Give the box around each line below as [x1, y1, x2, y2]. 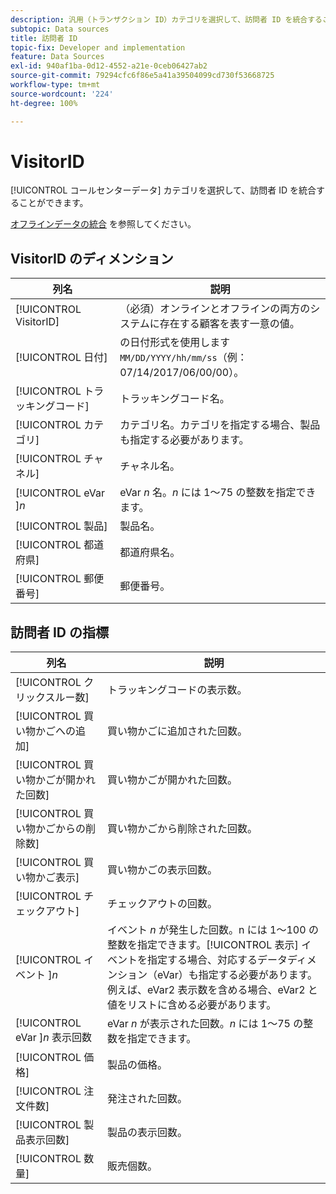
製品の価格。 [106, 1058, 168, 1072]
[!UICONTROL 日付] [15, 351, 108, 365]
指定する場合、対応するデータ [146, 953, 288, 967]
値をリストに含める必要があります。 [106, 998, 277, 1012]
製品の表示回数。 [106, 1126, 188, 1140]
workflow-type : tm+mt [10, 80, 101, 90]
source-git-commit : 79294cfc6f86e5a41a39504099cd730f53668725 [10, 71, 275, 81]
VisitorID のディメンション [10, 250, 174, 267]
